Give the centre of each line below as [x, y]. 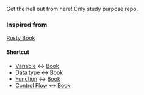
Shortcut [18, 52]
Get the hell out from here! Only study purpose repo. [72, 9]
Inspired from [27, 25]
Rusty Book [21, 38]
